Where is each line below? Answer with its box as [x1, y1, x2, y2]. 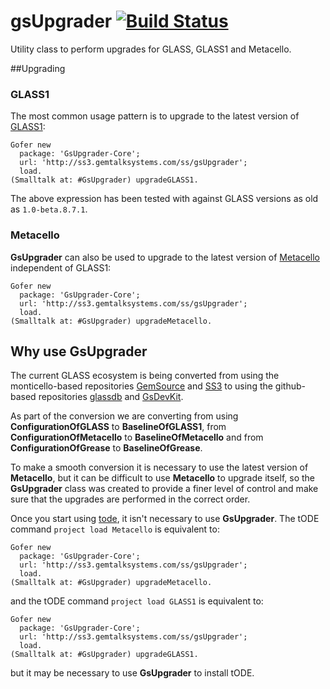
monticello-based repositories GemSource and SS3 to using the [10, 380, 273, 392]
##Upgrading [10, 62, 66, 74]
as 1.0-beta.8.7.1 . [10, 203, 88, 215]
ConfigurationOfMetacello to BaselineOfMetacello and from [10, 431, 264, 444]
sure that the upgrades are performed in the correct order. [10, 493, 251, 505]
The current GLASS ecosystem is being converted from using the [10, 370, 280, 382]
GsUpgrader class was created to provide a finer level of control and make [10, 483, 319, 495]
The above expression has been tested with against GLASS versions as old [10, 193, 319, 205]
